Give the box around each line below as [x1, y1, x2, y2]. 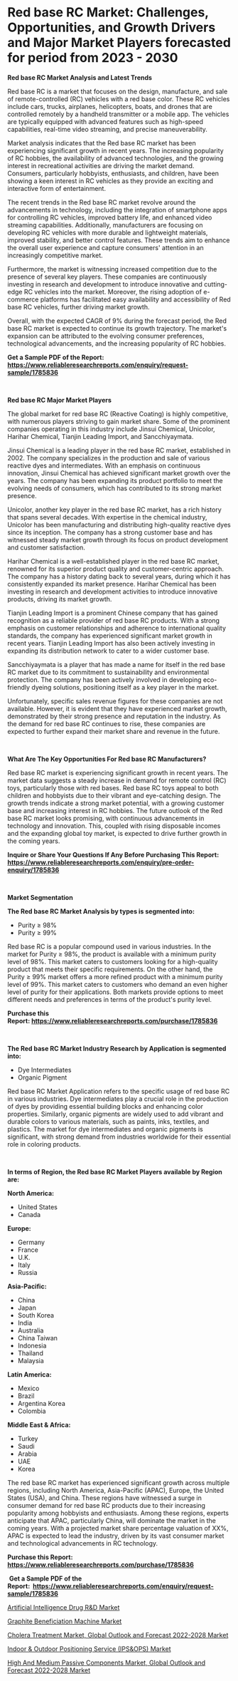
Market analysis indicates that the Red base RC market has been [7, 138, 197, 147]
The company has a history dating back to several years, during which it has [7, 571, 231, 581]
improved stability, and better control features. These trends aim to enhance [7, 236, 230, 244]
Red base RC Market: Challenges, [7, 4, 209, 21]
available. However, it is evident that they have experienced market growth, [7, 704, 227, 713]
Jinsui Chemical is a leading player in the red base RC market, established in [7, 446, 231, 455]
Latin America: [7, 1370, 52, 1379]
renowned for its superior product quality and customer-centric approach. [7, 564, 225, 573]
